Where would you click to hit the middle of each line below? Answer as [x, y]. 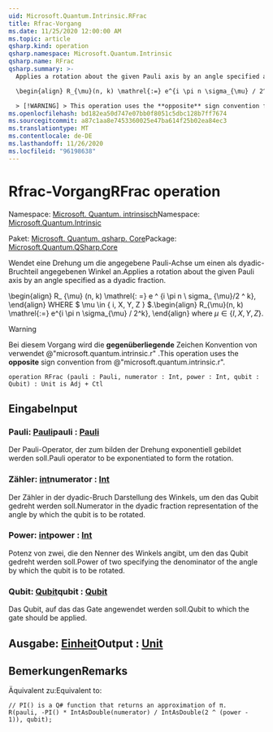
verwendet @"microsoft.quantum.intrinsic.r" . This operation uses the [123, 353]
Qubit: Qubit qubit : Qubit [58, 591]
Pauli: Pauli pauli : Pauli [54, 432]
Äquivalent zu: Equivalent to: [55, 691]
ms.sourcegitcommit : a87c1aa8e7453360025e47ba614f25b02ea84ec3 [118, 121]
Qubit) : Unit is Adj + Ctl [56, 384]
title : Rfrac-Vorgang [45, 24]
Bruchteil [24, 271]
